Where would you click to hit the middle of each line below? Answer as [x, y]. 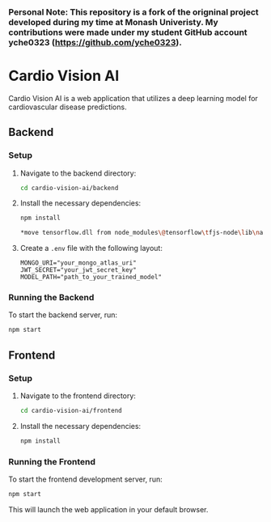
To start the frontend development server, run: [86, 479]
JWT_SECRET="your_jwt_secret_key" [78, 270]
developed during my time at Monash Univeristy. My [113, 22]
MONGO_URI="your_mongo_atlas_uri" [78, 263]
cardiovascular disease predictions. [68, 107]
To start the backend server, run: [63, 315]
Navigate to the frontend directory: [78, 396]
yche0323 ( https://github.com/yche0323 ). [95, 42]
